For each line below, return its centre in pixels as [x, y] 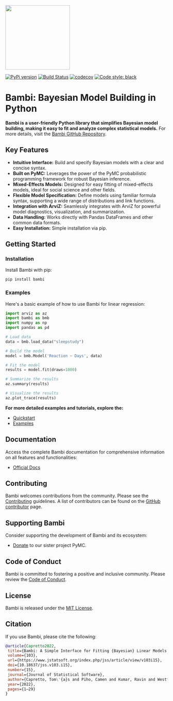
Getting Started [31, 244]
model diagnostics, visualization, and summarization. [69, 212]
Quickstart [24, 418]
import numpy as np [26, 323]
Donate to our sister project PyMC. [49, 546]
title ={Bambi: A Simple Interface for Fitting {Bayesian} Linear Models [87, 651]
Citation [19, 624]
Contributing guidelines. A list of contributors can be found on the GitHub [83, 501]
